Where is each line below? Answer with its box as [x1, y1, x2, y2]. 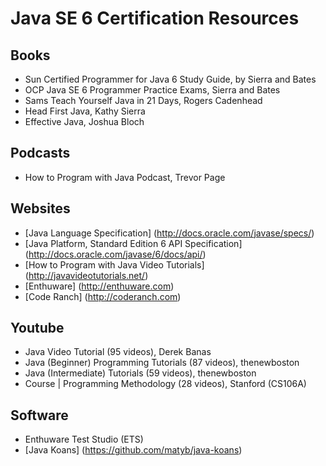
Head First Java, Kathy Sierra [24, 105, 146, 117]
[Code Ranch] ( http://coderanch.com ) [24, 290, 182, 302]
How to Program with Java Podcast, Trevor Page [24, 171, 226, 183]
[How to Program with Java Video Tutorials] [24, 258, 205, 271]
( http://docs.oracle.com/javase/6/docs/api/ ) [24, 248, 207, 260]
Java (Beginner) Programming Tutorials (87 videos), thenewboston [24, 357, 300, 369]
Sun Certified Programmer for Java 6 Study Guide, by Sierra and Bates [24, 73, 317, 85]
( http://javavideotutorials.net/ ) [24, 269, 149, 281]
